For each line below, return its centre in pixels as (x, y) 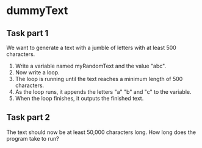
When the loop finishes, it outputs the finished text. (79, 98)
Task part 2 (28, 117)
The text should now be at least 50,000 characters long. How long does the (101, 132)
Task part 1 (27, 33)
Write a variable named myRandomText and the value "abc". (91, 66)
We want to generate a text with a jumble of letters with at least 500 (92, 48)
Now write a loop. (37, 72)
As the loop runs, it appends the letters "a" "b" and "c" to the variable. (103, 92)
